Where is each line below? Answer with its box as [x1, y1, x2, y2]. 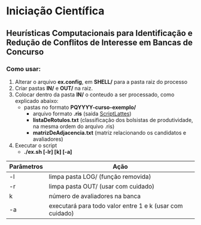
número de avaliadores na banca [48, 191, 141, 200]
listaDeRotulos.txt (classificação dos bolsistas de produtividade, [32, 116, 193, 123]
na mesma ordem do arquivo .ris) [32, 123, 115, 130]
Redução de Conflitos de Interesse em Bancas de [6, 37, 193, 47]
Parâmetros [9, 162, 43, 171]
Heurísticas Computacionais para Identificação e [6, 28, 193, 38]
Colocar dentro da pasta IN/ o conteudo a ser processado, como [14, 91, 175, 98]
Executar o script [14, 142, 57, 149]
